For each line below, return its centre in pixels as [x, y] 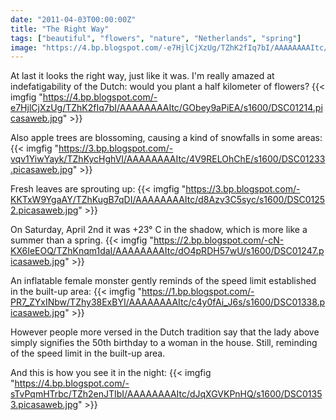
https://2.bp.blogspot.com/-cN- [219, 240]
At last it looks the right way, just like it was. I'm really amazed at [142, 76]
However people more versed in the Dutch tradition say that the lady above [165, 332]
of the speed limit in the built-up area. [88, 353]
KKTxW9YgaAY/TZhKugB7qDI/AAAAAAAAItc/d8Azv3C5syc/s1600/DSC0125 [168, 200]
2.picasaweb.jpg [44, 210]
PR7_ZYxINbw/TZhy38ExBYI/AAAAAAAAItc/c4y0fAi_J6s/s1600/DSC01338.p [168, 302]
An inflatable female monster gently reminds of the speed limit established [163, 281]
